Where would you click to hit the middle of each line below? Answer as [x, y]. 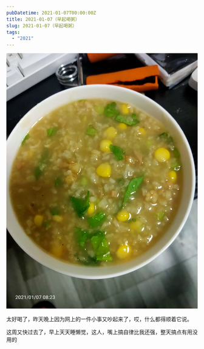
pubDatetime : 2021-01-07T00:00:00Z [51, 13]
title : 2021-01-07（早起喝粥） [43, 19]
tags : [13, 32]
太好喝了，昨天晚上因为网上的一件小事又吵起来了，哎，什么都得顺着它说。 [99, 319]
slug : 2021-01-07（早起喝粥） [42, 26]
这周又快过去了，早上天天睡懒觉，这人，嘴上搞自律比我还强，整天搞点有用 [99, 332]
